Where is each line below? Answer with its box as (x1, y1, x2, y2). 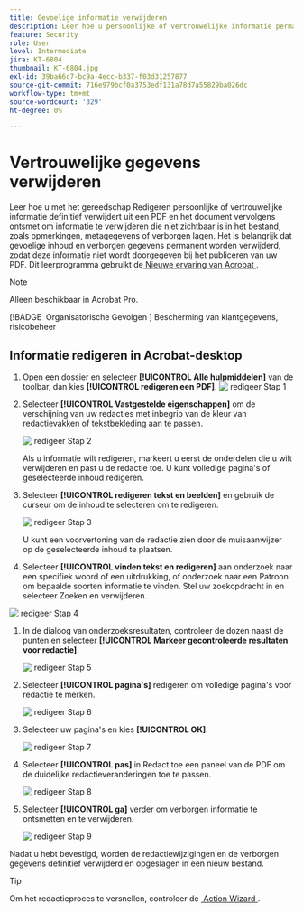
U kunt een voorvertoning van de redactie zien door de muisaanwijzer (22, 534, 282, 545)
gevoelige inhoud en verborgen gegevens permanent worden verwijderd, (9, 240, 281, 251)
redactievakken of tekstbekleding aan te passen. (22, 418, 204, 428)
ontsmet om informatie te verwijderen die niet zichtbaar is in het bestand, (9, 221, 281, 231)
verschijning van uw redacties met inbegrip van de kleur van (22, 409, 247, 419)
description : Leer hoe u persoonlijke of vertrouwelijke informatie (9, 22, 272, 31)
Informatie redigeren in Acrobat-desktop (9, 347, 243, 362)
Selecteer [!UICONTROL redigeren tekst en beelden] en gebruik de (22, 490, 275, 500)
